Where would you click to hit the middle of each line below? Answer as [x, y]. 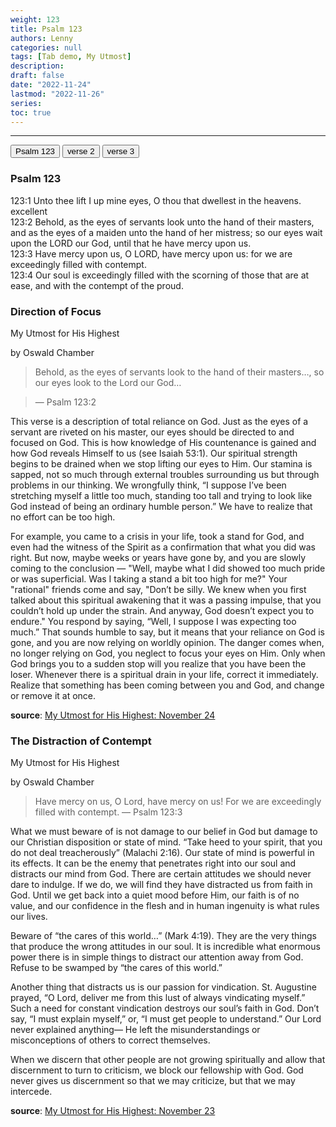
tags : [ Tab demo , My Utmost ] [71, 57]
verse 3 [120, 151]
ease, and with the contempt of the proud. [97, 285]
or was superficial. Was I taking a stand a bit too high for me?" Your [149, 578]
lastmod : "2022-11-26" [57, 94]
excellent [29, 211]
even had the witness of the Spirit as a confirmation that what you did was [163, 547]
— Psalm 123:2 [65, 402]
